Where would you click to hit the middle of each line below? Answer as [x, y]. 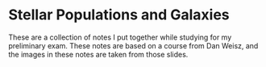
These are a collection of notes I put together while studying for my [120, 37]
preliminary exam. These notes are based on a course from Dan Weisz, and [133, 45]
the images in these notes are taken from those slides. [98, 54]
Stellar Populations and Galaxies [119, 15]
